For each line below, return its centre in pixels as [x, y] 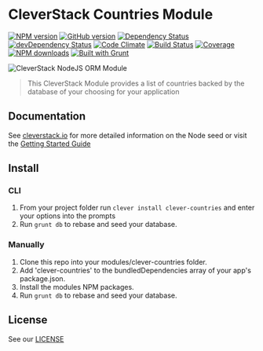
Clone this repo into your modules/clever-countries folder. [113, 261]
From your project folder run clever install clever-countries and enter [137, 208]
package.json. [42, 278]
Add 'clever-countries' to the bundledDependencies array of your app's [135, 270]
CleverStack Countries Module [111, 15]
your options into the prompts [68, 216]
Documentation [47, 117]
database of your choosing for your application [103, 91]
